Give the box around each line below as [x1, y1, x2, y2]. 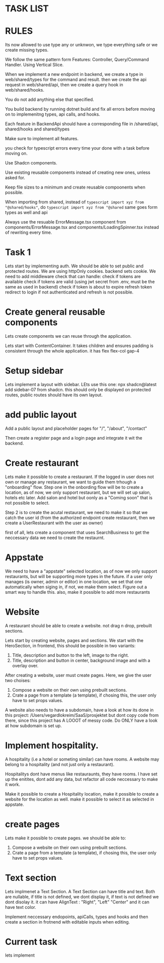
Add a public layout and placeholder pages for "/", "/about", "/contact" [5, 425, 147, 431]
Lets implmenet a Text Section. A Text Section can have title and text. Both [5, 888, 155, 894]
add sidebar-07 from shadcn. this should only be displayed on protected [5, 386, 151, 392]
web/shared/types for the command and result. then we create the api [5, 77, 147, 83]
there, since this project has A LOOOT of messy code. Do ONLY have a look [5, 717, 158, 723]
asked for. [5, 175, 25, 181]
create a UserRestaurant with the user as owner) [5, 520, 103, 526]
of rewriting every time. [5, 229, 52, 235]
